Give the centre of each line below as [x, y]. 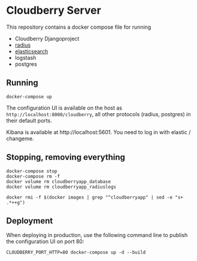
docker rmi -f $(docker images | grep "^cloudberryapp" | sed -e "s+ [95, 197]
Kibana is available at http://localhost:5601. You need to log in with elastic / [99, 132]
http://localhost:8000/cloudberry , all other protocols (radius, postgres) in [99, 114]
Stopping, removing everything [66, 157]
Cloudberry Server [54, 10]
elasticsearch [31, 51]
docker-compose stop [32, 171]
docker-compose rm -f [33, 176]
